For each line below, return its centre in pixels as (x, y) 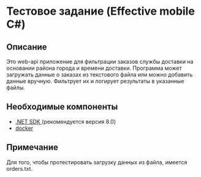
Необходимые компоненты (62, 107)
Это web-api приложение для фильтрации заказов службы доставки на (100, 62)
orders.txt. (19, 168)
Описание (27, 47)
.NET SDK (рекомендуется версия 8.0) (66, 121)
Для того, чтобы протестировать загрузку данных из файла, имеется (97, 162)
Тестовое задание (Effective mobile (100, 11)
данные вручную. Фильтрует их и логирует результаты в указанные (95, 81)
